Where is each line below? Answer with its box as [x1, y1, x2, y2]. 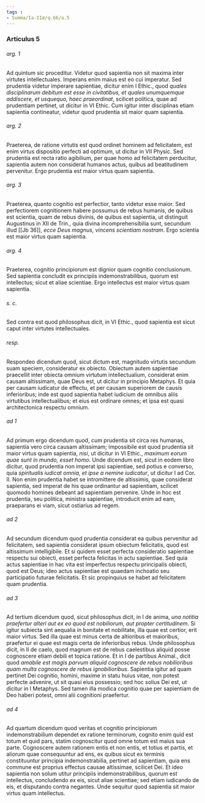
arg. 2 [6, 122, 21, 129]
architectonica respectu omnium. [6, 403, 90, 411]
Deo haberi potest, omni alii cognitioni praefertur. [6, 691, 130, 699]
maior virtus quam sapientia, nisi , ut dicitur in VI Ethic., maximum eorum [6, 449, 187, 457]
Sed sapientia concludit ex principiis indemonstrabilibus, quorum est [6, 272, 179, 280]
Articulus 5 [6, 35, 40, 44]
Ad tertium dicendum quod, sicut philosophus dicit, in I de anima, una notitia [6, 614, 199, 621]
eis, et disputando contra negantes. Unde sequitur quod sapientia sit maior [6, 783, 195, 791]
